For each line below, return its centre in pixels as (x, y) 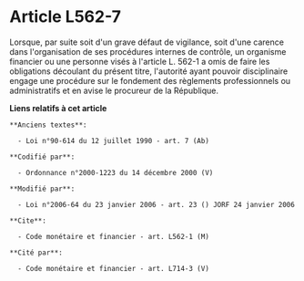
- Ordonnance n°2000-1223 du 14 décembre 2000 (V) (116, 172)
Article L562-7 (65, 17)
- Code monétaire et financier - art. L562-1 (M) (113, 236)
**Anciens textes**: (49, 125)
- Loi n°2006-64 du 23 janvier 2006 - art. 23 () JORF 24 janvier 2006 (157, 204)
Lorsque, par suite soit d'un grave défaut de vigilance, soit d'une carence (147, 42)
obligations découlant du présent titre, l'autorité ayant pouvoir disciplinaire (149, 71)
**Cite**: (28, 221)
